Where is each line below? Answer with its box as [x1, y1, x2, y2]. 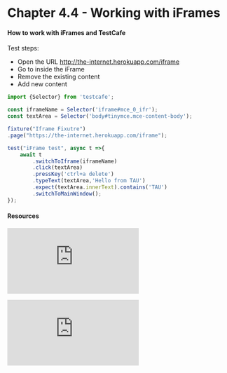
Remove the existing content [17, 72, 100, 81]
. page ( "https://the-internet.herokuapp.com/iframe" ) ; [7, 132, 168, 139]
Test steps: [7, 44, 40, 53]
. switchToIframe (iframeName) [32, 158, 118, 165]
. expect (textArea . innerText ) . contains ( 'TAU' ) [32, 184, 168, 191]
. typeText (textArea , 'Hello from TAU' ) [32, 177, 146, 184]
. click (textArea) [32, 164, 83, 171]
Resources [7, 212, 40, 220]
